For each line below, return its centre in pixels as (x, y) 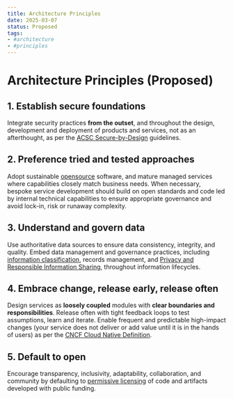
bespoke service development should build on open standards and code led (116, 191)
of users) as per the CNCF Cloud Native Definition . (80, 335)
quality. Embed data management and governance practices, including (109, 252)
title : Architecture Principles (54, 14)
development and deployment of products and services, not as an (102, 130)
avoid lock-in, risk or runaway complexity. (67, 205)
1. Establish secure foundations (77, 106)
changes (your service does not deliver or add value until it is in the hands (113, 327)
